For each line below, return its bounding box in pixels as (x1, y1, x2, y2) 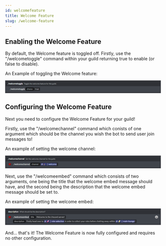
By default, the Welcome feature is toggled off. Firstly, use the (5, 50, 131, 56)
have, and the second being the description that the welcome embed (5, 184, 146, 190)
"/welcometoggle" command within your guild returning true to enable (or (5, 56, 155, 62)
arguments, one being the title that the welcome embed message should (5, 178, 153, 184)
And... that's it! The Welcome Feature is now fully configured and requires (5, 230, 156, 236)
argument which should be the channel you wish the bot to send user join (5, 131, 155, 137)
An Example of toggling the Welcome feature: (5, 71, 98, 77)
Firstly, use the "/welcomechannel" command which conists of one (5, 125, 142, 131)
